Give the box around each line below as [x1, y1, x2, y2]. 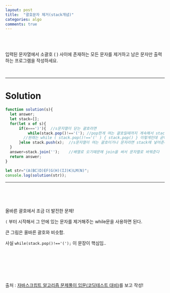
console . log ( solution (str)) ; [5, 173, 67, 178]
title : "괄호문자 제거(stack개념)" [5, 12, 74, 17]
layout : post [5, 7, 33, 13]
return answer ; [10, 154, 42, 159]
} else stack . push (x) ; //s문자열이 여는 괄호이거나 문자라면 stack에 [18, 140, 152, 145]
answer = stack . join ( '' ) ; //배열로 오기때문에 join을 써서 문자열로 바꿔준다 [10, 150, 160, 155]
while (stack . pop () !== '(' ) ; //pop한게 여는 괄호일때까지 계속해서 [27, 130, 154, 136]
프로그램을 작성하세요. [14, 58, 58, 64]
